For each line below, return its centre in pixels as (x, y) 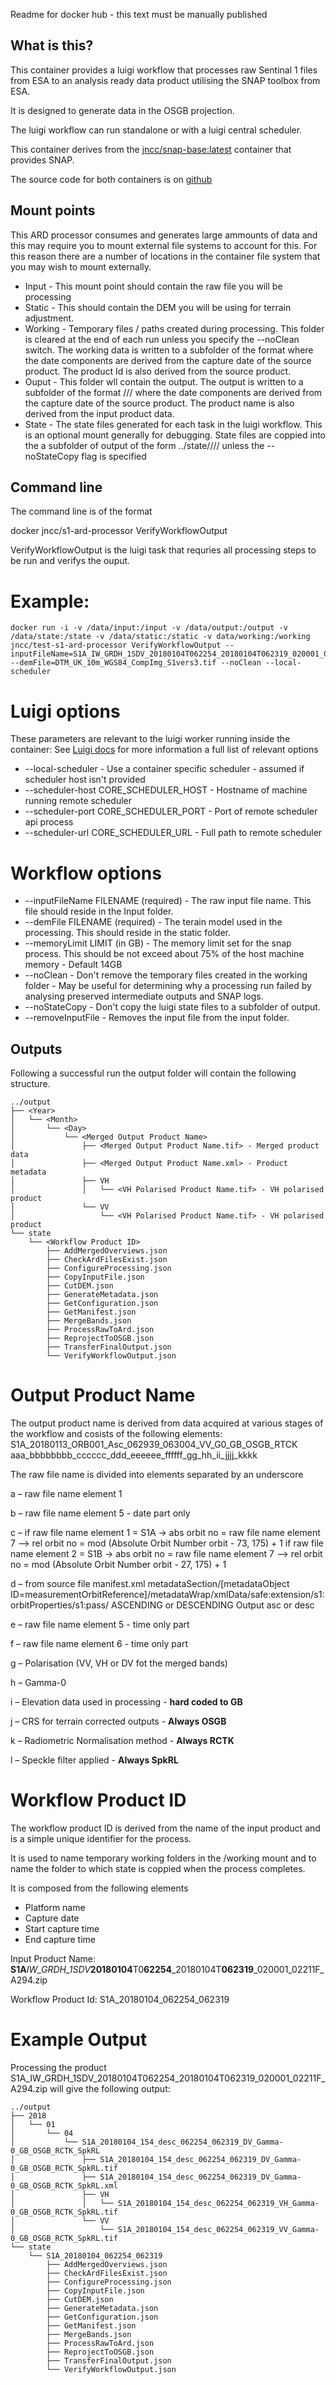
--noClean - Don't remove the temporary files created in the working (166, 975)
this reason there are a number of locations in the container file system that (165, 256)
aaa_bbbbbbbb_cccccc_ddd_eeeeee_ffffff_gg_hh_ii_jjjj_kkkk (134, 1455)
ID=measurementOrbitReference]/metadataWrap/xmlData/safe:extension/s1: (167, 1594)
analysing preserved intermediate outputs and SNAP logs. (144, 996)
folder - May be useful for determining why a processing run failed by (168, 986)
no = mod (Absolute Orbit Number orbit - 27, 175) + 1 (118, 1564)
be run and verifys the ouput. (70, 561)
